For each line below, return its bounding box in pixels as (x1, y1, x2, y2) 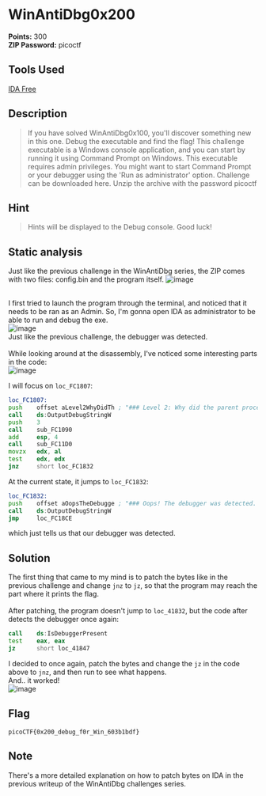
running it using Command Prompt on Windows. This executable (27, 153, 238, 163)
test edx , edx (8, 455, 66, 464)
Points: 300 (8, 32, 47, 41)
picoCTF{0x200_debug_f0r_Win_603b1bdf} (8, 728, 140, 736)
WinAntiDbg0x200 (8, 6, 136, 24)
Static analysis (8, 245, 83, 259)
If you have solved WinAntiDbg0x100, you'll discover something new (27, 128, 252, 138)
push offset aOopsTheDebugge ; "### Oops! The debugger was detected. (8, 499, 257, 507)
